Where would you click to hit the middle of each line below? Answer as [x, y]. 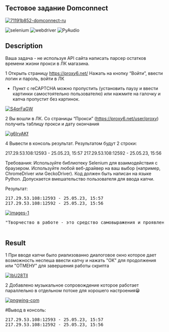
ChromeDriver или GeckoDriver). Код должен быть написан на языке [78, 174]
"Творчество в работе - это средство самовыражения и [73, 222]
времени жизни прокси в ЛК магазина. [47, 63]
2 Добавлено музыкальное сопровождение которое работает [72, 285]
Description [24, 46]
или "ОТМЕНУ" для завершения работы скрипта [57, 266]
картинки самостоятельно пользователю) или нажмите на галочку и [87, 94]
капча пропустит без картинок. [46, 99]
